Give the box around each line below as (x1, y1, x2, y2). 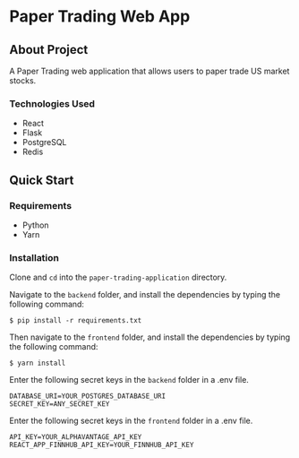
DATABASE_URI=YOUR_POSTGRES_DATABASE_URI (9, 392, 167, 401)
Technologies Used (9, 97, 96, 109)
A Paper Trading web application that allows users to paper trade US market (9, 65, 290, 76)
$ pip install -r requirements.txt (9, 316, 142, 325)
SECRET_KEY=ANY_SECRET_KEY (9, 400, 110, 409)
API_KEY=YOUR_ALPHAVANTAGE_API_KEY (9, 433, 142, 442)
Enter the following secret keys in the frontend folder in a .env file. (9, 415, 253, 427)
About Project (9, 42, 89, 57)
